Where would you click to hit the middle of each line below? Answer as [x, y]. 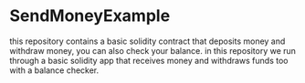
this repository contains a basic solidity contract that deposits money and [147, 41]
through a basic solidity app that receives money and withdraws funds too [149, 60]
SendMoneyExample [90, 16]
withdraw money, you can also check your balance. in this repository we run [153, 50]
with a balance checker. [54, 70]
